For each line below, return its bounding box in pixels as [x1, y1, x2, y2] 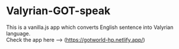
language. [6, 30, 31, 37]
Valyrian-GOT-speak [6, 4, 111, 18]
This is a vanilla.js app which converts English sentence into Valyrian [6, 24, 174, 31]
